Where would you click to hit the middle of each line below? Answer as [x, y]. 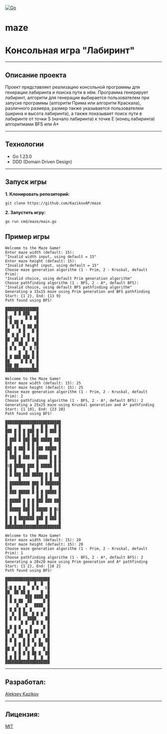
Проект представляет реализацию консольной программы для [73, 87]
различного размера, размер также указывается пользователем [75, 108]
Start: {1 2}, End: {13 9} [33, 296]
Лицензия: [22, 714]
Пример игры [27, 237]
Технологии [24, 144]
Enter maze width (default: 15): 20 [43, 540]
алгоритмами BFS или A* [32, 124]
